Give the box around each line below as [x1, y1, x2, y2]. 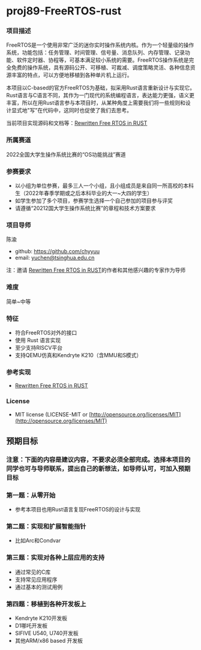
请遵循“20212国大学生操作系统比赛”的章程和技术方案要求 [14, 205, 156, 212]
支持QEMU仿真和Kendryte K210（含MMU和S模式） [14, 351, 142, 358]
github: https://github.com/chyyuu [14, 248, 100, 255]
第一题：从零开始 [6, 491, 56, 499]
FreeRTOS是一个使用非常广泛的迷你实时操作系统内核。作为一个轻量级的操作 [6, 41, 194, 49]
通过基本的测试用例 [14, 583, 63, 591]
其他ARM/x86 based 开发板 [14, 637, 83, 645]
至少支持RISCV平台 [14, 344, 63, 351]
